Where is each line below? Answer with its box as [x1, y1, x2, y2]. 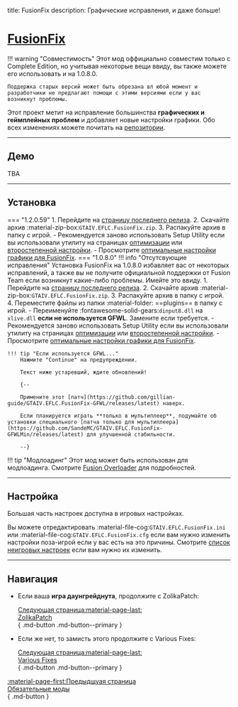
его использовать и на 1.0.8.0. [7, 69, 98, 77]
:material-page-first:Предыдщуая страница [7, 677, 137, 686]
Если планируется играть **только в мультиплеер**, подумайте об [20, 412, 217, 419]
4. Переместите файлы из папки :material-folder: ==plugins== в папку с [7, 298, 223, 307]
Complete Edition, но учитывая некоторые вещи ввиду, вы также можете [7, 62, 227, 70]
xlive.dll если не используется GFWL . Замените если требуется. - [7, 313, 215, 322]
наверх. [162, 399, 186, 407]
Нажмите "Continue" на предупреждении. [20, 356, 138, 363]
